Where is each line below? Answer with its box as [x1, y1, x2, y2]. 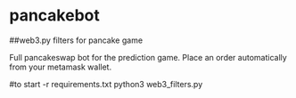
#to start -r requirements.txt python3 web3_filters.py [9, 78, 203, 89]
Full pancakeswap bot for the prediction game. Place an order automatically [9, 52, 287, 62]
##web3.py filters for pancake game [9, 35, 144, 45]
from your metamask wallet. [9, 61, 112, 72]
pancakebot [9, 5, 100, 26]
